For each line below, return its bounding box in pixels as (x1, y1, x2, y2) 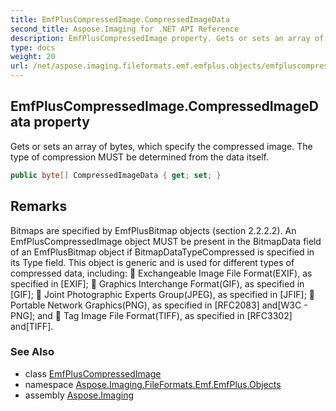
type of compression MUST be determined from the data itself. (10, 151, 270, 163)
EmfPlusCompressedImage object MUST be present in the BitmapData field (10, 235, 322, 247)
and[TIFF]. (10, 320, 54, 332)
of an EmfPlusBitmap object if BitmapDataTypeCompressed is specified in (10, 246, 315, 258)
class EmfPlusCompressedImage (24, 367, 162, 380)
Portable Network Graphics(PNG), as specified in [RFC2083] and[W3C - (10, 299, 308, 311)
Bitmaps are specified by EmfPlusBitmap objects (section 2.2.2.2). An (10, 224, 297, 236)
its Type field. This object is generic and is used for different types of (10, 256, 295, 268)
